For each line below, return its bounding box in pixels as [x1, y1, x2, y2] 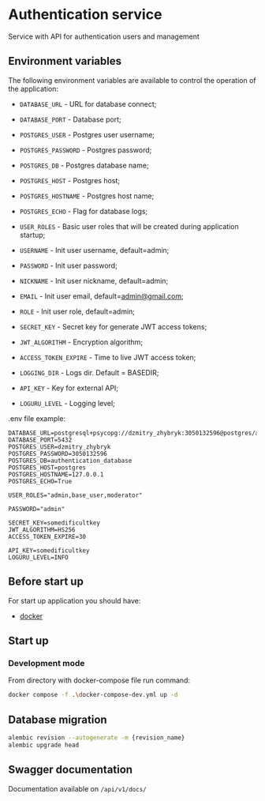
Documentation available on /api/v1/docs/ [8, 784, 147, 793]
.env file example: [8, 413, 65, 423]
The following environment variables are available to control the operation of [8, 75, 256, 85]
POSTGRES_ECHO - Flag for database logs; [19, 206, 148, 216]
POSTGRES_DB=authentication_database [8, 457, 132, 464]
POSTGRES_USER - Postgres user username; [19, 130, 155, 139]
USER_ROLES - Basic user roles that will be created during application [19, 221, 239, 231]
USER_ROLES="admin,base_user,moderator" [8, 491, 144, 499]
